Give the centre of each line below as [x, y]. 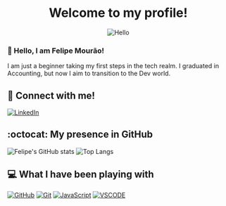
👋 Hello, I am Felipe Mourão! [56, 51]
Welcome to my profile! [118, 13]
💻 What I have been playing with [81, 175]
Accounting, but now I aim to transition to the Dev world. [89, 73]
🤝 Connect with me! [51, 95]
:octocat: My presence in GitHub [80, 135]
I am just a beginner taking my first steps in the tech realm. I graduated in [113, 66]
